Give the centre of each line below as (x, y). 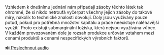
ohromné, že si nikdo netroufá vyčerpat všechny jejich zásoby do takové (79, 12)
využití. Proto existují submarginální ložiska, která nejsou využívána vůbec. (81, 28)
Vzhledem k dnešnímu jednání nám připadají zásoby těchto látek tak (74, 7)
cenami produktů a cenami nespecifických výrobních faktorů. (67, 38)
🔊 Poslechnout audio (27, 48)
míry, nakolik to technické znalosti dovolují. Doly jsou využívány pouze (76, 17)
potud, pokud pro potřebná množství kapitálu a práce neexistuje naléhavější (82, 22)
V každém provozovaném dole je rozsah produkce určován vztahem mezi (80, 33)
